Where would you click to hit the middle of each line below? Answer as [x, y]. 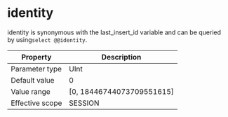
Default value [33, 80]
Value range [31, 91]
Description [121, 57]
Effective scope [36, 103]
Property [36, 57]
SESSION [84, 103]
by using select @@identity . [47, 39]
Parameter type [36, 69]
